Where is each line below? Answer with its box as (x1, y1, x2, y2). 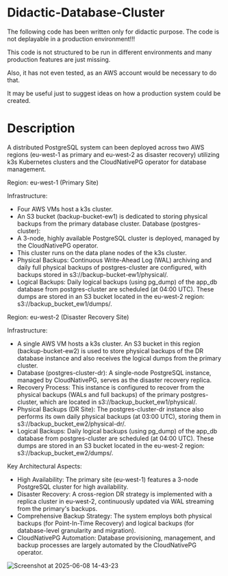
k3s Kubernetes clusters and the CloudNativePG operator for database (7, 158, 207, 166)
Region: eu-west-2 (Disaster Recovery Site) (7, 313, 129, 321)
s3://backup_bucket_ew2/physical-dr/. (16, 420, 127, 428)
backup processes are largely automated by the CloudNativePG (16, 540, 197, 549)
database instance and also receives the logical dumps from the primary (16, 354, 221, 362)
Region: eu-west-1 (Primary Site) (7, 178, 99, 187)
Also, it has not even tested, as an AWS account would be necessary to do (7, 69, 217, 77)
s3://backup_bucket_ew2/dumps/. (16, 448, 114, 457)
